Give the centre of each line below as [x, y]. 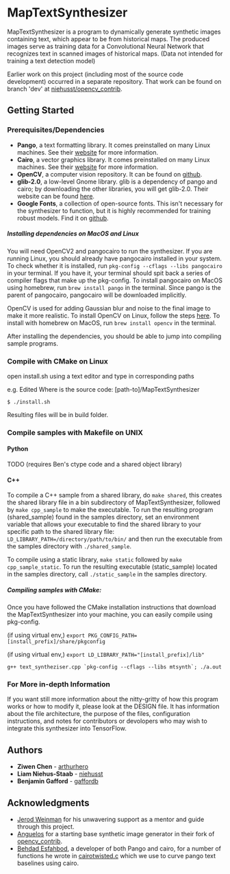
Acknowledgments [49, 803]
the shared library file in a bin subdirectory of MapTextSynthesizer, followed [114, 502]
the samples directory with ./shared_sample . [69, 546]
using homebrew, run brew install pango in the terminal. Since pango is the [114, 287]
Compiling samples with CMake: [54, 590]
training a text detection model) [51, 60]
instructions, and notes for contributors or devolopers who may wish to [107, 721]
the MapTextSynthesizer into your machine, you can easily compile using [110, 615]
